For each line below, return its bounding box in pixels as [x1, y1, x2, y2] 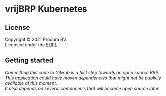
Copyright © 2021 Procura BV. [5, 36, 67, 42]
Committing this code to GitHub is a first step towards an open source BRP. [5, 69, 160, 75]
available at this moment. [5, 80, 57, 86]
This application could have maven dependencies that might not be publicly [5, 75, 161, 81]
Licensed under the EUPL [5, 42, 57, 48]
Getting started [5, 56, 54, 65]
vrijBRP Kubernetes [5, 3, 88, 15]
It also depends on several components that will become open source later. [5, 85, 160, 91]
